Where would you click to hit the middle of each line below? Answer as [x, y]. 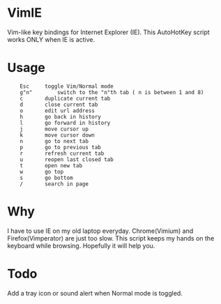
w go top [42, 172]
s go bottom [46, 178]
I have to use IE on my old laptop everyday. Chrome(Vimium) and [100, 231]
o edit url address [58, 111]
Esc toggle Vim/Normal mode [67, 86]
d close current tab [59, 105]
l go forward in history [65, 123]
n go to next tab [54, 141]
